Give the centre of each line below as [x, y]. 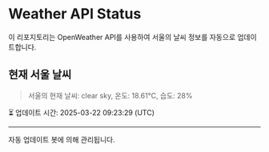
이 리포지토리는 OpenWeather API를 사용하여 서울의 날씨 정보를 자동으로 [122, 37]
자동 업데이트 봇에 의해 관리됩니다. [62, 139]
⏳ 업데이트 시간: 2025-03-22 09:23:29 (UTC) [81, 112]
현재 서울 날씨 [40, 75]
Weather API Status [75, 14]
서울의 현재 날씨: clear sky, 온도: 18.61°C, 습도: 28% [110, 95]
